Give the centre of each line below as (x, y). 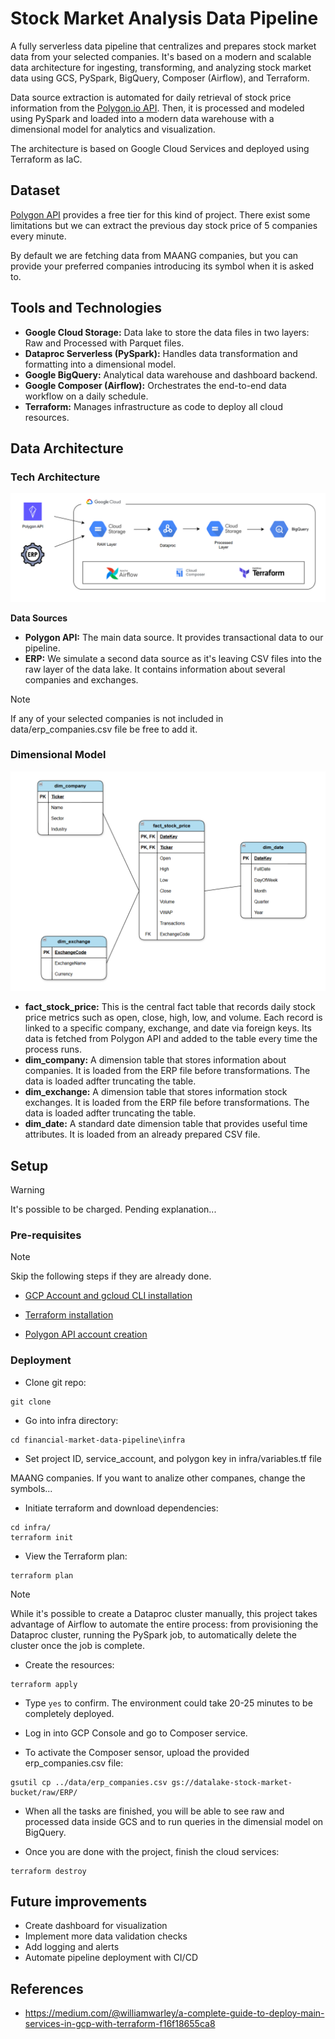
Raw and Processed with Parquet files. (104, 343)
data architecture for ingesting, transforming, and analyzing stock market (161, 67)
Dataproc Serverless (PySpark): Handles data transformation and (161, 353)
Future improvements (79, 1902)
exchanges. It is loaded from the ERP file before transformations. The (167, 1103)
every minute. (38, 236)
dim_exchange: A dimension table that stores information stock (156, 1092)
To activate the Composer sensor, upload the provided (137, 1752)
